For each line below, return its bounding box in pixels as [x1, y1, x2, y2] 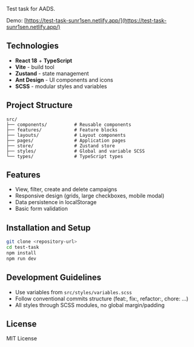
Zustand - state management [15, 70, 89, 77]
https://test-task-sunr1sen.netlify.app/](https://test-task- [26, 17, 167, 24]
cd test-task [6, 245, 39, 251]
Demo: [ [6, 17, 27, 24]
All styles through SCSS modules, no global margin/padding [15, 301, 165, 308]
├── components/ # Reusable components [6, 121, 132, 128]
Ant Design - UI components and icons [15, 76, 113, 84]
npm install [6, 250, 36, 256]
